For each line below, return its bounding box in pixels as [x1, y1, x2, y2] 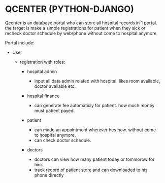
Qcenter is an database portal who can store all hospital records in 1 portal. [5, 20, 158, 26]
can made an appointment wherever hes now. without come [34, 127, 156, 133]
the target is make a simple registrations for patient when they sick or [5, 25, 146, 31]
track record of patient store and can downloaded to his [34, 167, 148, 173]
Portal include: [5, 39, 34, 45]
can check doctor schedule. [34, 137, 91, 143]
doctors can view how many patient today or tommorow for [34, 156, 155, 162]
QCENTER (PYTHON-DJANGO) [5, 3, 134, 15]
